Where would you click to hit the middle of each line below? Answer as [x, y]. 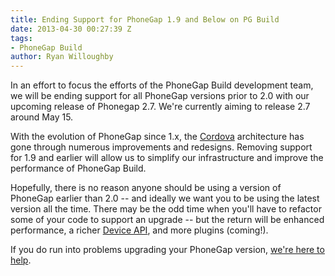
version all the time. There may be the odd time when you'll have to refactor [166, 209]
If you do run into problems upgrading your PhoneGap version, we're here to [167, 250]
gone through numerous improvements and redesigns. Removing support [161, 147]
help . [21, 260]
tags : [21, 38]
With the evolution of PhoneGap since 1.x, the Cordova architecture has [157, 137]
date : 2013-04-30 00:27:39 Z [71, 29]
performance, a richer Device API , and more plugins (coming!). [139, 230]
